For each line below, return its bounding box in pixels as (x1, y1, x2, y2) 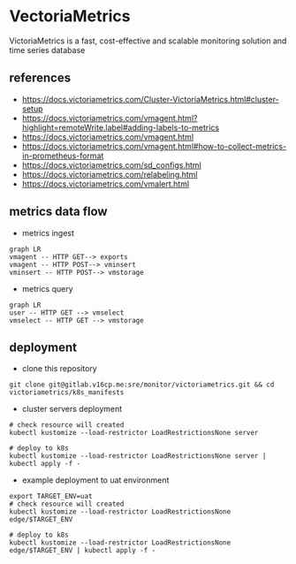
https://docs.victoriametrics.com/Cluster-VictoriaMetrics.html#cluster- (21, 94, 280, 104)
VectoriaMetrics (9, 6, 131, 27)
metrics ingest (21, 227, 75, 238)
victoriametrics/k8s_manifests (9, 388, 125, 397)
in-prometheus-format (21, 150, 104, 161)
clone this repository (21, 363, 97, 374)
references (9, 71, 72, 86)
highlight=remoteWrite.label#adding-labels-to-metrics (21, 122, 219, 133)
